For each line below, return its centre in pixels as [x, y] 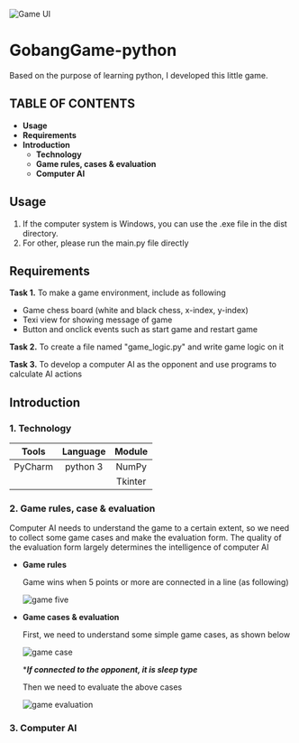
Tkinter [131, 481]
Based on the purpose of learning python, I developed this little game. [139, 75]
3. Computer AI [43, 729]
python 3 [84, 467]
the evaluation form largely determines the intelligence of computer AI [139, 547]
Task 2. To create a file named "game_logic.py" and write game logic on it [147, 347]
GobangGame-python [93, 51]
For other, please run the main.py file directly [105, 243]
